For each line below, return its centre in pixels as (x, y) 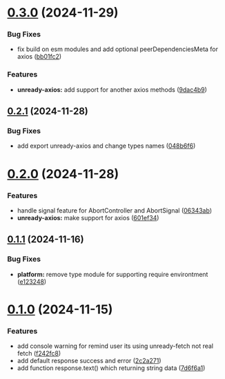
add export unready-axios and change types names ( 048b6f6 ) (106, 146)
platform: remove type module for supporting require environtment (112, 274)
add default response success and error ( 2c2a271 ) (89, 361)
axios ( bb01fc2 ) (39, 57)
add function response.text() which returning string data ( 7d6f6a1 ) (111, 368)
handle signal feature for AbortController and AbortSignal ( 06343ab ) (115, 210)
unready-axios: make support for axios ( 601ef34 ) (88, 217)
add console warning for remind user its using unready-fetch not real (115, 346)
